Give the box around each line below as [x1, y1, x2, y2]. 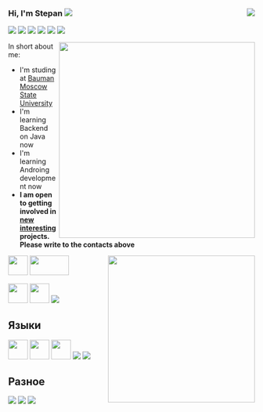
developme [19, 173, 56, 183]
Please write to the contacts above [19, 240, 135, 250]
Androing [19, 165, 49, 175]
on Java [19, 132, 45, 141]
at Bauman [19, 74, 55, 83]
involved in [19, 207, 56, 216]
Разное [8, 374, 45, 388]
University [19, 99, 53, 108]
